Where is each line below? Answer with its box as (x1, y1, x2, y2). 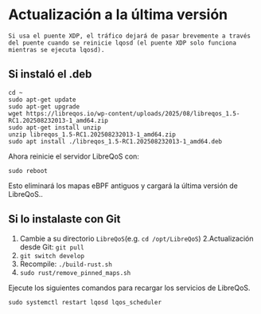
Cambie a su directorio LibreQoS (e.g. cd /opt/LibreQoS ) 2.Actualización (19, 234, 254, 243)
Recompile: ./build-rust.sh (19, 259, 113, 269)
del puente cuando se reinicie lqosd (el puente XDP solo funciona (8, 38, 237, 47)
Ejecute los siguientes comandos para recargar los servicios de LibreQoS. (8, 283, 251, 292)
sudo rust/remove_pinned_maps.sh (19, 269, 131, 277)
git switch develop (19, 252, 85, 260)
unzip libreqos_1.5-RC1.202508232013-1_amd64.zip (8, 130, 177, 139)
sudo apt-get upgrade (8, 102, 80, 111)
